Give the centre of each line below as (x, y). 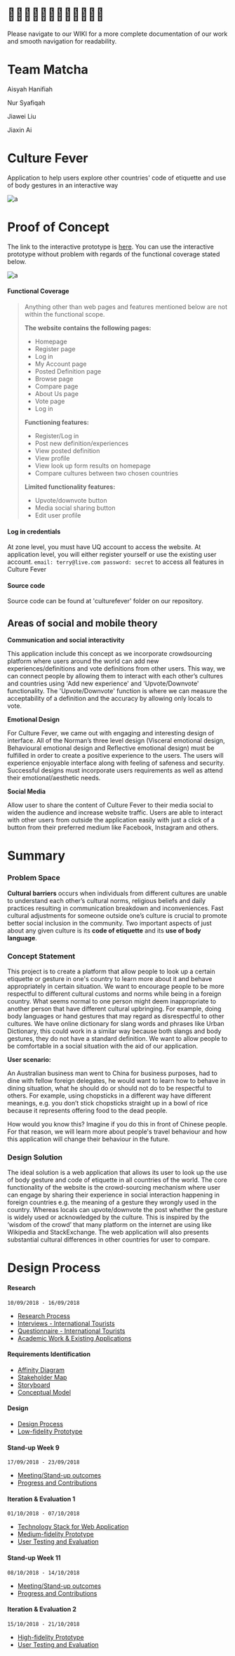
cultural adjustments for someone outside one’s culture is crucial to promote (117, 915)
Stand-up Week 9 (33, 1447)
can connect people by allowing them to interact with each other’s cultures (115, 676)
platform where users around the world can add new (83, 661)
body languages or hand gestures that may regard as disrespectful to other (116, 1016)
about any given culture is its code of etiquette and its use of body (104, 931)
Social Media (27, 791)
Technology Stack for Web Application (73, 1527)
